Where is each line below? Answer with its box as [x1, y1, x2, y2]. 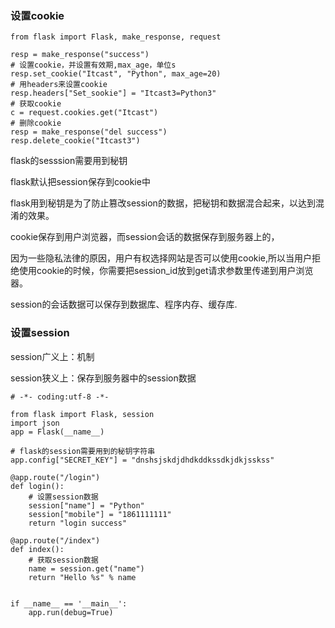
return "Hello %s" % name [28, 572, 137, 582]
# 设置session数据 [28, 492, 99, 502]
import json [10, 418, 60, 428]
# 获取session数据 [28, 555, 99, 565]
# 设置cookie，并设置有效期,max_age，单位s [10, 60, 177, 71]
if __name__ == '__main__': [10, 598, 128, 609]
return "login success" [28, 518, 128, 528]
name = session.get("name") [28, 563, 145, 574]
